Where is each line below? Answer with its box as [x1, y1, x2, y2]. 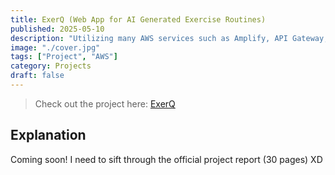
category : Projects [10, 61, 92, 71]
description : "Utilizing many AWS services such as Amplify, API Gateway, [10, 33, 329, 43]
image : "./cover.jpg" [10, 42, 101, 53]
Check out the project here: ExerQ [34, 97, 176, 110]
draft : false [10, 71, 65, 81]
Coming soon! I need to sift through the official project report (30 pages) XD [10, 153, 323, 165]
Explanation [10, 127, 87, 144]
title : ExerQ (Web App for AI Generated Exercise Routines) [10, 14, 267, 25]
